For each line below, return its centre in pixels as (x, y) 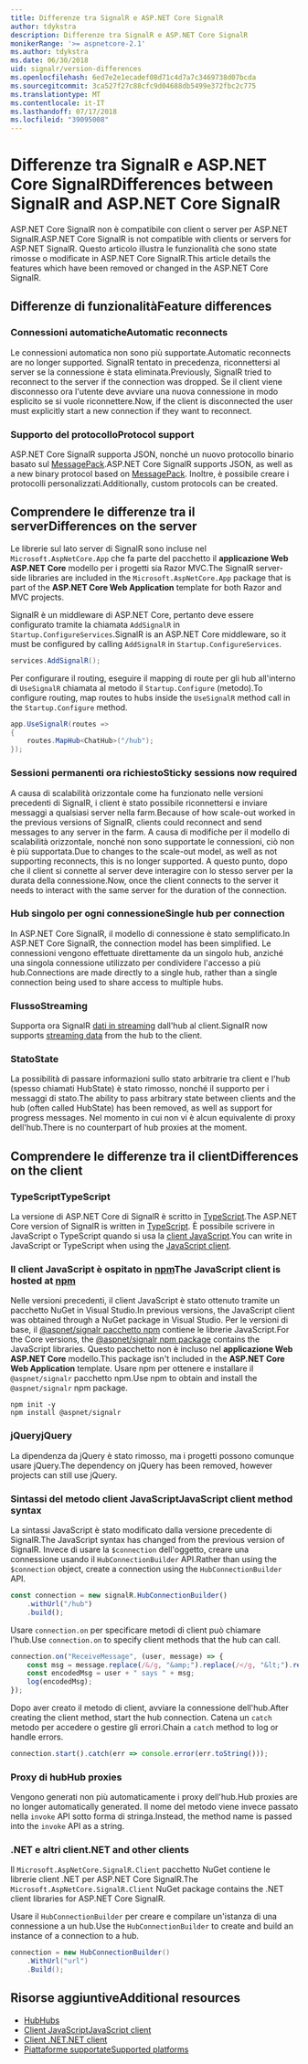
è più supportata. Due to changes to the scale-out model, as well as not (144, 851)
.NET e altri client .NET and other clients (100, 1850)
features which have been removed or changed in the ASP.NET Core (139, 268)
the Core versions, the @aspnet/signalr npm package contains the (135, 1339)
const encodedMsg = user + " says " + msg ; (111, 1674)
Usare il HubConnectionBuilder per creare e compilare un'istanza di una (144, 1917)
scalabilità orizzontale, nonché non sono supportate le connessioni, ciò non (153, 841)
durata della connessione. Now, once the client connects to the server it (144, 880)
